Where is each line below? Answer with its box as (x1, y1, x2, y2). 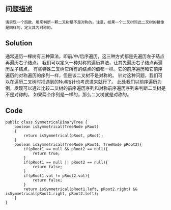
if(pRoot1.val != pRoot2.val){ (23, 173, 90, 178)
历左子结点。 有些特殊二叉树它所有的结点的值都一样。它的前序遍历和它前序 (5, 66, 163, 72)
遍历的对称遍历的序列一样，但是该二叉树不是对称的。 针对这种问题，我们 (5, 72, 158, 78)
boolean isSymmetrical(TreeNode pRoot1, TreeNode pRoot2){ (14, 142, 142, 147)
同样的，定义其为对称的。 (9, 25, 55, 30)
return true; (32, 151, 60, 156)
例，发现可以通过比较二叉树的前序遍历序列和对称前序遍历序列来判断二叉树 (5, 85, 161, 91)
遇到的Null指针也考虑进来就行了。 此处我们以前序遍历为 (45, 78, 162, 85)
